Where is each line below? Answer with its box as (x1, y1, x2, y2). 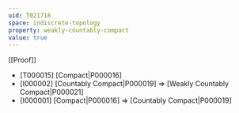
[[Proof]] (8, 55, 37, 65)
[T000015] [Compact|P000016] (19, 70, 123, 80)
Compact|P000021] (19, 88, 85, 97)
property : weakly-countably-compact (8, 26, 129, 34)
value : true (8, 33, 47, 42)
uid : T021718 (8, 11, 51, 20)
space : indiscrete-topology (8, 19, 101, 27)
